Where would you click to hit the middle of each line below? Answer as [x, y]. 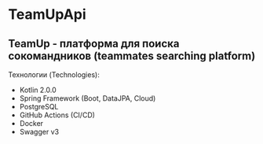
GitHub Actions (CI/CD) [57, 115]
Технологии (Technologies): [54, 75]
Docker [31, 123]
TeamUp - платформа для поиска [94, 44]
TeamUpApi [47, 15]
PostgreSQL [39, 107]
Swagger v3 [39, 132]
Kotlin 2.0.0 [38, 90]
